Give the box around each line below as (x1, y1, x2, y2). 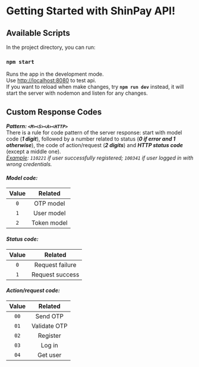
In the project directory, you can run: (6, 43, 96, 51)
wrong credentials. (6, 161, 52, 168)
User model (33, 209, 66, 217)
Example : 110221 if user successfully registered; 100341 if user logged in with (6, 154, 194, 161)
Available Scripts (6, 28, 70, 38)
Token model (31, 219, 68, 227)
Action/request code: (6, 287, 61, 294)
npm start (6, 58, 34, 65)
